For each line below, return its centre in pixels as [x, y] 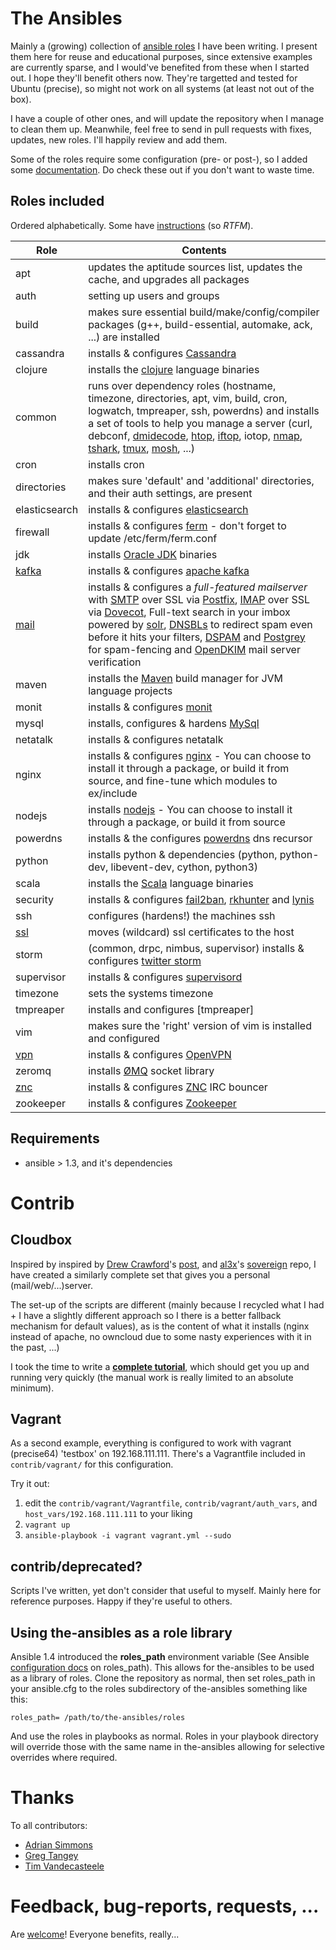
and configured [124, 1038]
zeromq [33, 1070]
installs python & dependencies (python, [183, 854]
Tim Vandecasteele [64, 1866]
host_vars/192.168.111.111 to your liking [108, 1514]
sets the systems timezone [151, 993]
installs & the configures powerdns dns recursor [200, 838]
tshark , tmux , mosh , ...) [142, 448]
